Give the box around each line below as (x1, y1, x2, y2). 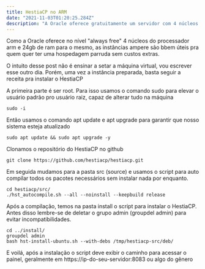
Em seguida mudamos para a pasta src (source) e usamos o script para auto (6, 168, 199, 176)
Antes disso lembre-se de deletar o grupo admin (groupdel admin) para (6, 209, 187, 217)
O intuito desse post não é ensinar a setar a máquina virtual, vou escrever (6, 62, 192, 69)
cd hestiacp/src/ (6, 187, 51, 193)
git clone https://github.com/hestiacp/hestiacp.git (6, 157, 144, 163)
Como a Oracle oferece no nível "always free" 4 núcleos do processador (6, 37, 190, 45)
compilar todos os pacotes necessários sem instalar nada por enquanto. (6, 174, 188, 182)
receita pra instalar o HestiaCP (6, 75, 84, 83)
